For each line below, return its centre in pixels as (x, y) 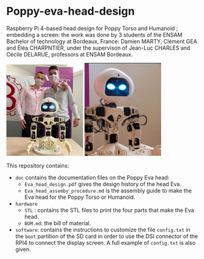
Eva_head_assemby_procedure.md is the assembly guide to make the (108, 190)
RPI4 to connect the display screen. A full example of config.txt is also (105, 242)
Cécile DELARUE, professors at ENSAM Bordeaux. (70, 54)
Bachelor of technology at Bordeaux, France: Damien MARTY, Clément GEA (102, 41)
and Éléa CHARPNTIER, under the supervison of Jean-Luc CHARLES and (98, 48)
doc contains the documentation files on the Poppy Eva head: (92, 177)
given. (23, 249)
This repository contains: (38, 165)
